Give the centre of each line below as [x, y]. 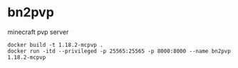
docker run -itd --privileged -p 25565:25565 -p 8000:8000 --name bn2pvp [119, 51]
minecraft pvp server [38, 32]
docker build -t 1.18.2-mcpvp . [55, 45]
